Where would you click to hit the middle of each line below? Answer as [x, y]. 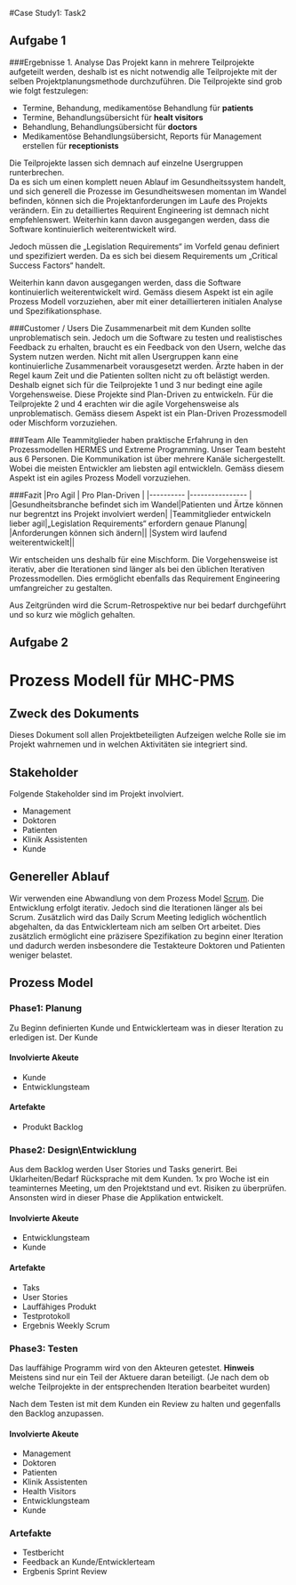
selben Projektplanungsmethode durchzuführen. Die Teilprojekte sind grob [146, 81]
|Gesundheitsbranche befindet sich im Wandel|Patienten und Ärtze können [146, 504]
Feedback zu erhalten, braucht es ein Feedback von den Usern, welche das [148, 347]
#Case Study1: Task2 [48, 13]
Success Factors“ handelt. [57, 265]
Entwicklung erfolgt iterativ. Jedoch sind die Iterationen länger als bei [136, 908]
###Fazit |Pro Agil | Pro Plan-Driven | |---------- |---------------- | [131, 495]
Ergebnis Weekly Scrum [66, 1325]
